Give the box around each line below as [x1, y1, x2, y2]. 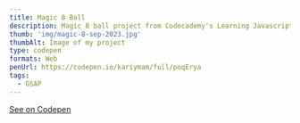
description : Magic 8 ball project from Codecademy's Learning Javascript [9, 21, 294, 30]
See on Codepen [9, 103, 71, 114]
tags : [9, 71, 29, 80]
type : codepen [9, 46, 62, 55]
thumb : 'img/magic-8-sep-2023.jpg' [9, 29, 142, 38]
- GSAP [17, 79, 42, 88]
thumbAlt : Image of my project [9, 37, 126, 47]
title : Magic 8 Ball [9, 12, 87, 22]
